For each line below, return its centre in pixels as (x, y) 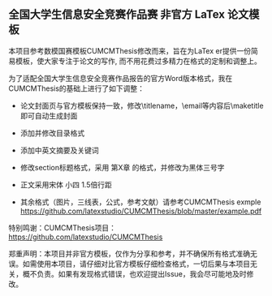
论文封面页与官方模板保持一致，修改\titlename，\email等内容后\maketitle (142, 105)
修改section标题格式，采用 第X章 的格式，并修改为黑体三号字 (122, 167)
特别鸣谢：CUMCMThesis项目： (62, 227)
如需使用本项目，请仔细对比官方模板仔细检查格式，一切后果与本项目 (136, 264)
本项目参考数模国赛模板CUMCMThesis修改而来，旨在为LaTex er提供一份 (130, 50)
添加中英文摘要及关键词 (59, 150)
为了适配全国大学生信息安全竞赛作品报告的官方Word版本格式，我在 (121, 78)
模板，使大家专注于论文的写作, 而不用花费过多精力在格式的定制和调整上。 (138, 61)
